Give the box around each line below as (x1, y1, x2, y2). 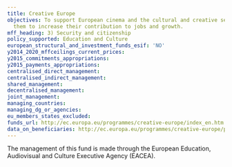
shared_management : (7, 81, 64, 88)
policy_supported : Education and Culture (7, 36, 128, 43)
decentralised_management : (7, 87, 85, 94)
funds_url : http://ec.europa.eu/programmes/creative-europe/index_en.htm (7, 119, 224, 126)
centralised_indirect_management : (7, 74, 107, 81)
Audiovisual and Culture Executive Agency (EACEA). (7, 152, 156, 160)
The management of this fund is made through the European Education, (7, 144, 211, 153)
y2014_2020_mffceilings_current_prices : (7, 49, 126, 56)
